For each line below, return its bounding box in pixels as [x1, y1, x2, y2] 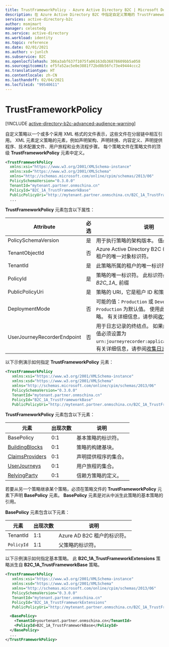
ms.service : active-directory [5, 31, 69, 36]
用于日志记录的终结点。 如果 [96, 323, 163, 330]
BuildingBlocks [8, 443, 43, 450]
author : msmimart [5, 21, 42, 27]
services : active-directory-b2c [5, 17, 73, 22]
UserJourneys [8, 463, 41, 470]
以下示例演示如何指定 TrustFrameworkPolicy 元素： [5, 359, 114, 365]
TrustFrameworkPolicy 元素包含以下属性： [5, 207, 95, 213]
